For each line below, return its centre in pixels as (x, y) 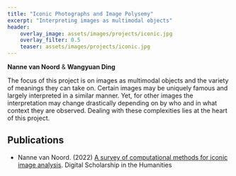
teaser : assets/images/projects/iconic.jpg (85, 47)
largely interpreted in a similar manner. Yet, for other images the (100, 95)
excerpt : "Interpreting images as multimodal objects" (90, 20)
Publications (36, 140)
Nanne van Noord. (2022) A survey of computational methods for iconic (123, 157)
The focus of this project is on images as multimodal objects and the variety (118, 81)
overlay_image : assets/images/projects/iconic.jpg (96, 34)
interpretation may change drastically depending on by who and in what (112, 103)
